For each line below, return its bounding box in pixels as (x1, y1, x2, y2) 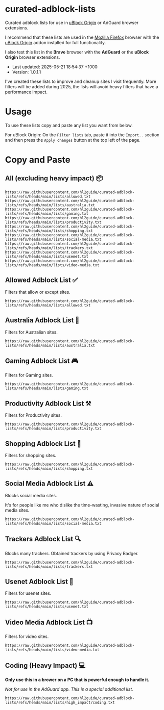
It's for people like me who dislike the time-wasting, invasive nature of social (5, 502, 159, 508)
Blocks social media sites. (5, 492, 57, 498)
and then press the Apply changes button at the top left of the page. (5, 137, 141, 143)
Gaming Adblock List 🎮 (5, 356, 78, 365)
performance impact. (5, 89, 48, 95)
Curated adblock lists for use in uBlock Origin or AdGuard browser (5, 20, 139, 25)
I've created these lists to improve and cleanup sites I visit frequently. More (5, 78, 157, 84)
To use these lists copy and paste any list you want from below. (5, 122, 133, 128)
